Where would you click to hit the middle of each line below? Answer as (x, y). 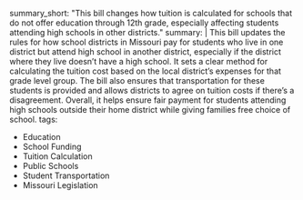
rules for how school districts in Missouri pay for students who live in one (146, 42)
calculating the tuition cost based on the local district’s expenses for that (146, 71)
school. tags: (34, 119)
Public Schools (50, 166)
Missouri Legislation (60, 185)
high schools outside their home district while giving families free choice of (150, 110)
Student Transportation (66, 175)
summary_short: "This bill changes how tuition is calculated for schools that (151, 13)
